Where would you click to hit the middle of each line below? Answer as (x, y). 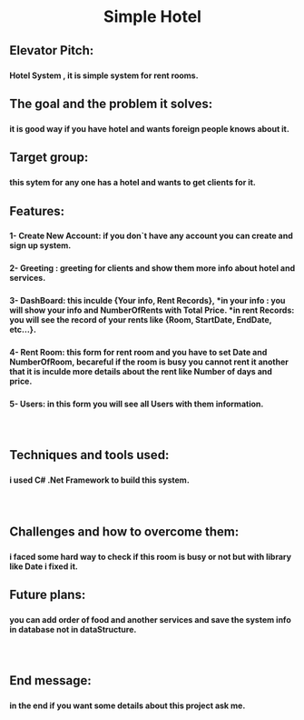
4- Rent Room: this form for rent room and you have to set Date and (138, 353)
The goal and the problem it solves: (111, 103)
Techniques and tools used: (89, 455)
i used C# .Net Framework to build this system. (100, 480)
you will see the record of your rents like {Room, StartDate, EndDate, (141, 320)
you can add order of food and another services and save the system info (151, 619)
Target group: (49, 158)
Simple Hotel (152, 17)
